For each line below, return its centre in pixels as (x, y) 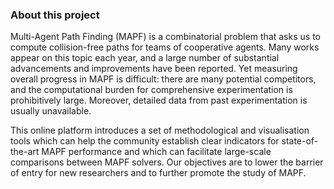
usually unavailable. (51, 111)
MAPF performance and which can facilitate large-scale (156, 152)
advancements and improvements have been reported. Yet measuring (154, 69)
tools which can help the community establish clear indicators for (145, 141)
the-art (25, 152)
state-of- (300, 141)
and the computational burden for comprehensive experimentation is (151, 90)
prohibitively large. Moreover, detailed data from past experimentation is (159, 100)
